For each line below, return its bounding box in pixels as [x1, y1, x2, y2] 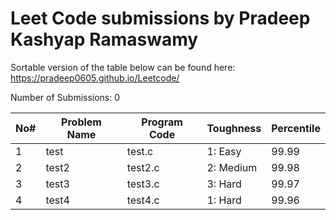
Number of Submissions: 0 [10, 91, 121, 103]
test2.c [126, 160, 160, 174]
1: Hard [206, 193, 242, 207]
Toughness [206, 121, 262, 135]
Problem [61, 115, 102, 129]
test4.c [126, 193, 160, 207]
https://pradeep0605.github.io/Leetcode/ [10, 72, 180, 84]
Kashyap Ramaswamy [10, 28, 199, 51]
